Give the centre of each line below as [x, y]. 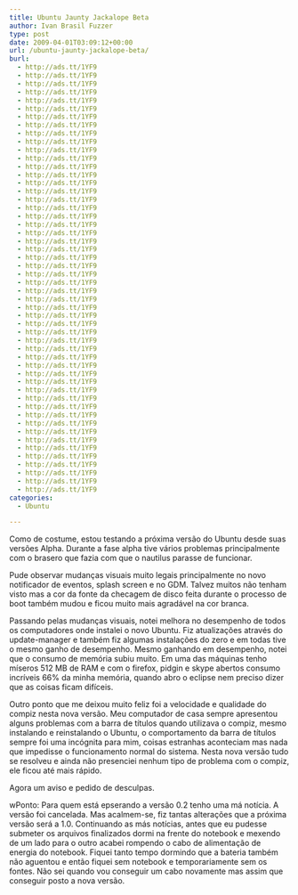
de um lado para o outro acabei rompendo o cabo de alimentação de [135, 843]
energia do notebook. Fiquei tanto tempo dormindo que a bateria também [144, 852]
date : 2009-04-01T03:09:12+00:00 [71, 42]
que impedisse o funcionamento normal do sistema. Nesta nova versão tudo [149, 752]
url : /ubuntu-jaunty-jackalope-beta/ [79, 51]
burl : [19, 59]
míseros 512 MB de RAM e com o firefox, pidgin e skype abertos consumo [145, 668]
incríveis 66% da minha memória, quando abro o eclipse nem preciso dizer [147, 678]
